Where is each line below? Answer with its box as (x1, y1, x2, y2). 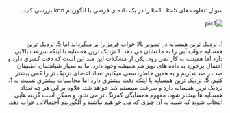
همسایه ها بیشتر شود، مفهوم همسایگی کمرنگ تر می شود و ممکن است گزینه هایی (14, 91, 223, 99)
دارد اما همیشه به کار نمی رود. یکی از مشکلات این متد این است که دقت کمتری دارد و (8, 54, 223, 62)
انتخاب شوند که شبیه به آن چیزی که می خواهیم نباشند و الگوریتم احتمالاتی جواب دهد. (8, 98, 223, 106)
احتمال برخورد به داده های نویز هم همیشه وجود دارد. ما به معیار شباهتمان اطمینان (16, 62, 223, 70)
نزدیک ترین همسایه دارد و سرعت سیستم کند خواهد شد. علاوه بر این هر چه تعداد (20, 84, 223, 91)
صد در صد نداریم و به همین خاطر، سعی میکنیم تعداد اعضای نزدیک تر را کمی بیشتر (14, 69, 223, 77)
